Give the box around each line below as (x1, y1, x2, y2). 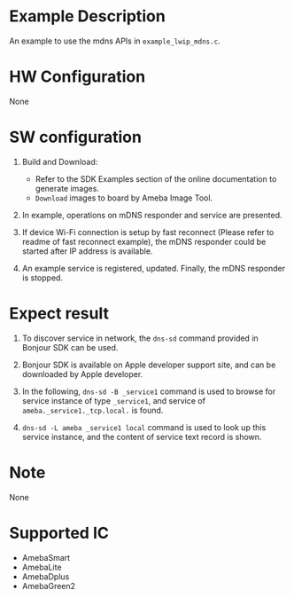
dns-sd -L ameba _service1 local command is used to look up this (21, 421, 267, 432)
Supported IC (9, 523, 109, 543)
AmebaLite (21, 562, 62, 572)
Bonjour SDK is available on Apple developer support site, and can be (21, 359, 276, 370)
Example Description (9, 6, 166, 27)
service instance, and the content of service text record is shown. (21, 431, 262, 442)
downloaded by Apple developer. (21, 368, 143, 379)
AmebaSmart (21, 552, 71, 563)
